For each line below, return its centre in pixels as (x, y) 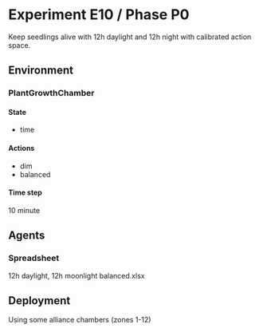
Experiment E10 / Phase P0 (99, 15)
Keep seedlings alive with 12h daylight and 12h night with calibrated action (130, 37)
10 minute (24, 210)
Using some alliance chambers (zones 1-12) (80, 320)
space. (20, 45)
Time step (25, 192)
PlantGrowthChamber (51, 93)
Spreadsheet (34, 259)
